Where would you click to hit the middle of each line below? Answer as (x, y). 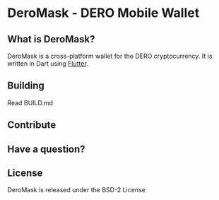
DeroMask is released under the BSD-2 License (77, 190)
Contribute (32, 125)
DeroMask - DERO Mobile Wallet (103, 13)
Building (26, 86)
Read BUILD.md (30, 102)
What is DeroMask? (51, 39)
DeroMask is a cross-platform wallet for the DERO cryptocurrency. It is (110, 56)
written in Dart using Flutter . (48, 64)
